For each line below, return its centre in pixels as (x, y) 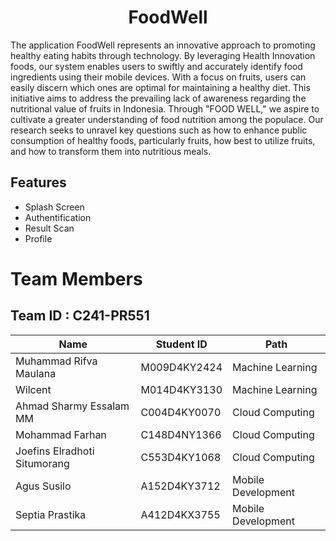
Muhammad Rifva (56, 361)
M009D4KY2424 (181, 367)
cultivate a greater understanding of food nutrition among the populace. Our (167, 119)
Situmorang (42, 463)
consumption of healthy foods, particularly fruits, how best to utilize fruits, (163, 140)
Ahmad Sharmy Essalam (72, 406)
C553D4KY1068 (181, 457)
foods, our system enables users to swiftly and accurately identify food (156, 66)
